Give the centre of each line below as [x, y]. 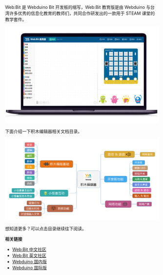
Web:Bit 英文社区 [29, 255]
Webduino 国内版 [30, 262]
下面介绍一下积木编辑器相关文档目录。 [43, 131]
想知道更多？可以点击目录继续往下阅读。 [46, 229]
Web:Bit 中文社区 [29, 250]
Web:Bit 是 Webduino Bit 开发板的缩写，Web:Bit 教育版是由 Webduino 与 [78, 7]
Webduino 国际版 [30, 268]
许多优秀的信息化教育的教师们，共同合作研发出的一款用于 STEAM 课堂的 [82, 13]
